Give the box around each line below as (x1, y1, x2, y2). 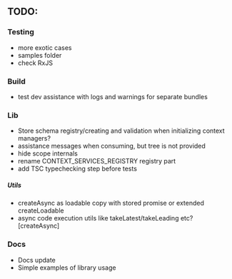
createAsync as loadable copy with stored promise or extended (17, 199, 205, 208)
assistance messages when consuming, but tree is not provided (17, 142, 206, 151)
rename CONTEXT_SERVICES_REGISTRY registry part (17, 157, 176, 166)
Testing (7, 27, 34, 37)
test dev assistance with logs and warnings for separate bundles (17, 92, 208, 101)
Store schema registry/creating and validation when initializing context (17, 126, 225, 135)
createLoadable (17, 206, 64, 215)
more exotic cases (17, 43, 73, 52)
